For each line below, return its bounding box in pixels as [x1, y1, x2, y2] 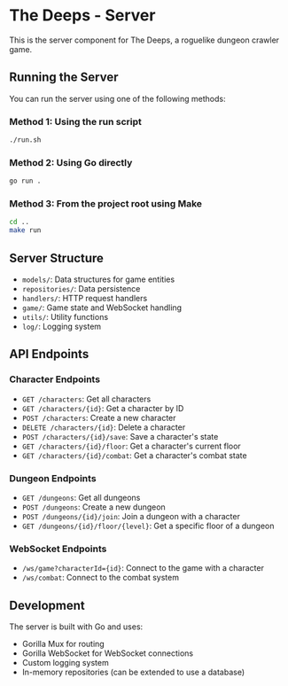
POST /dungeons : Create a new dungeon [21, 502, 166, 512]
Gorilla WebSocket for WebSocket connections [21, 648, 193, 659]
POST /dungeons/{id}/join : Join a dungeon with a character [21, 511, 241, 521]
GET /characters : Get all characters [21, 394, 152, 404]
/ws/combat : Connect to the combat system [21, 573, 180, 583]
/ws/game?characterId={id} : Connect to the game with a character [21, 563, 264, 573]
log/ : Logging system [21, 321, 102, 331]
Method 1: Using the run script [9, 115, 142, 128]
